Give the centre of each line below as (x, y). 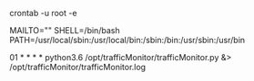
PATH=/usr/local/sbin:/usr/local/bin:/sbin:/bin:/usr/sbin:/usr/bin (127, 40)
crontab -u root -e (43, 13)
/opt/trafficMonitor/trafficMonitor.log (78, 67)
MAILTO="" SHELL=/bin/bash (65, 30)
